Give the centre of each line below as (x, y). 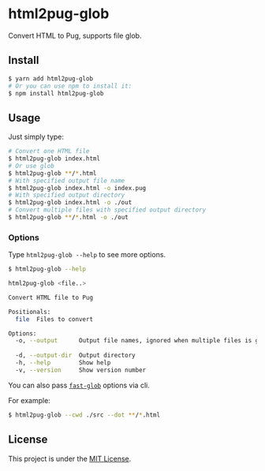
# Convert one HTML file (49, 151)
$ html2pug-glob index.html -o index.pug (77, 188)
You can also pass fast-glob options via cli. (79, 385)
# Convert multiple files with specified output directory (107, 210)
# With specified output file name (67, 181)
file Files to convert (54, 319)
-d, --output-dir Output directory (75, 356)
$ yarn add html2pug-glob (50, 78)
